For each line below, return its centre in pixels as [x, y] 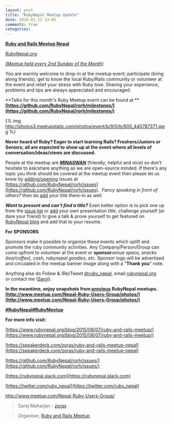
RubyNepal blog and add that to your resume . [53, 222]
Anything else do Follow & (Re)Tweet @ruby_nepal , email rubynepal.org [81, 273]
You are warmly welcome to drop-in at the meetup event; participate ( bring [85, 74]
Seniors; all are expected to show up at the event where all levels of [79, 148]
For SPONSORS [22, 232]
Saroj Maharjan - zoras [42, 406]
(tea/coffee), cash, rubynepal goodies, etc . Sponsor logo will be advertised [85, 258]
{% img [13, 121]
